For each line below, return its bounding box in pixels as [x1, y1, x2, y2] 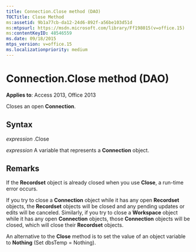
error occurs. [6, 185, 38, 192]
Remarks [6, 164, 40, 173]
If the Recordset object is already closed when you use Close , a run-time [6, 179, 184, 186]
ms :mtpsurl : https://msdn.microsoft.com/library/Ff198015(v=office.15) [6, 25, 185, 31]
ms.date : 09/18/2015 [6, 36, 57, 42]
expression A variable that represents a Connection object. [6, 147, 150, 154]
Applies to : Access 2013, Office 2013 [6, 91, 96, 98]
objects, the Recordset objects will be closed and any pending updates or [6, 203, 185, 210]
